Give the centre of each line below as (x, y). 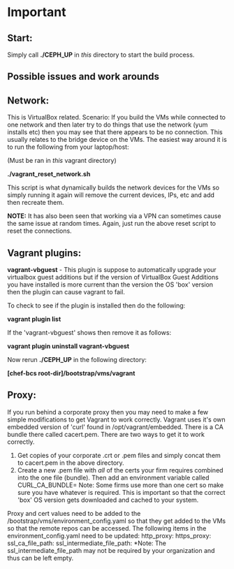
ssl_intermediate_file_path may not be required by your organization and (111, 550)
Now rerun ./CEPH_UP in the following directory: (77, 360)
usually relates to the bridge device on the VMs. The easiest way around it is (117, 140)
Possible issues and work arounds (83, 77)
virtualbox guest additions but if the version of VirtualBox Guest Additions (113, 278)
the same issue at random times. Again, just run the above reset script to (112, 224)
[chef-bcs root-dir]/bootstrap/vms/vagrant (71, 373)
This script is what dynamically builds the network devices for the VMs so (114, 188)
